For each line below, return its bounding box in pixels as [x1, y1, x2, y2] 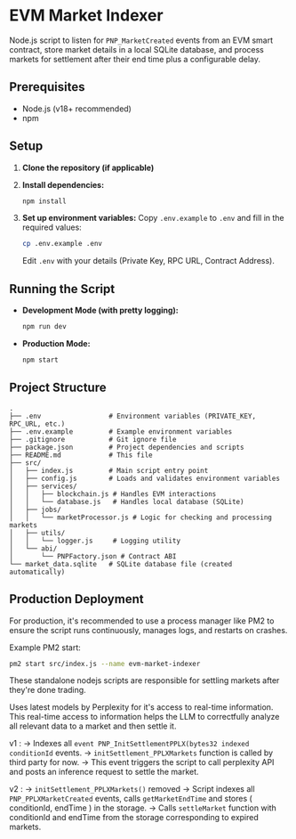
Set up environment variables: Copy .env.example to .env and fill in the [21, 213, 284, 224]
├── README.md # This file [9, 451, 153, 460]
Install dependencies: [21, 179, 105, 190]
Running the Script [9, 281, 116, 297]
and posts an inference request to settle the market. [9, 767, 199, 778]
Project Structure [9, 380, 107, 395]
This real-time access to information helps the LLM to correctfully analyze [9, 712, 280, 722]
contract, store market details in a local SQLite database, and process [9, 44, 264, 54]
